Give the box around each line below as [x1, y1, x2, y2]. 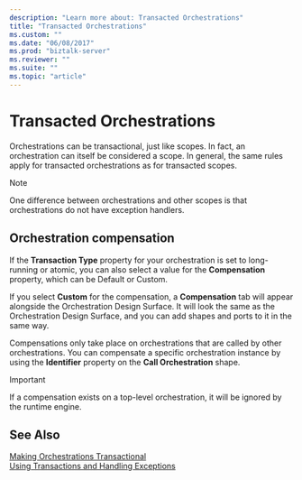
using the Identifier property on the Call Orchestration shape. [9, 356, 241, 367]
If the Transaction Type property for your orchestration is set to [9, 254, 247, 265]
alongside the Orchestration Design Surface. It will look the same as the [9, 300, 275, 311]
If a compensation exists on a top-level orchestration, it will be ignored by [9, 392, 282, 402]
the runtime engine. [9, 401, 82, 411]
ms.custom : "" [9, 30, 63, 39]
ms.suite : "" [9, 64, 59, 73]
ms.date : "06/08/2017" [9, 38, 95, 48]
